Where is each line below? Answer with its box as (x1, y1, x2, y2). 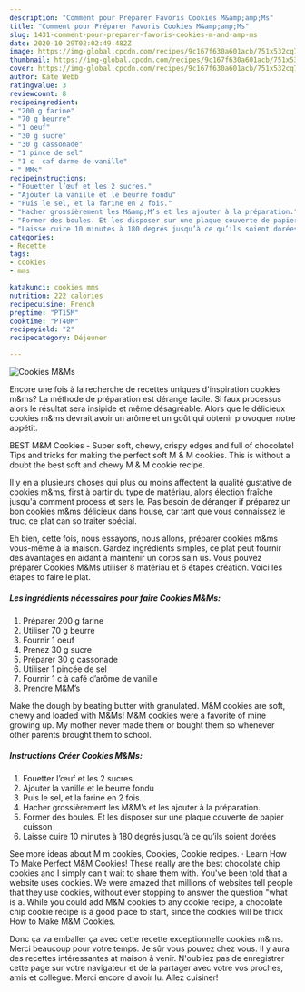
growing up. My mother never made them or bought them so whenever (9, 719, 275, 731)
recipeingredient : (9, 97, 79, 107)
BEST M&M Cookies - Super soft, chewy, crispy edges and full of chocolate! (9, 440, 295, 450)
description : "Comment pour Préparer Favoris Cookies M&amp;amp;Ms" (9, 13, 274, 23)
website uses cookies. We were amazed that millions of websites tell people (9, 877, 293, 888)
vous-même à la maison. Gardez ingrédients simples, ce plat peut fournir (9, 543, 281, 554)
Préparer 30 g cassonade (22, 653, 118, 664)
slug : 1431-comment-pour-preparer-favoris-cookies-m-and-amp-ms (9, 30, 258, 39)
